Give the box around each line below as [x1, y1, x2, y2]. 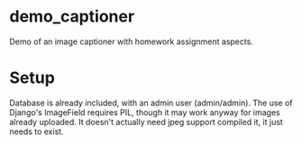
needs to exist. [9, 126, 65, 137]
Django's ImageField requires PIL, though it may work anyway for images [9, 106, 281, 118]
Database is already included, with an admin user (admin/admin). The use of [9, 97, 293, 108]
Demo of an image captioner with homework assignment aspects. [9, 36, 254, 47]
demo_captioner [9, 6, 135, 27]
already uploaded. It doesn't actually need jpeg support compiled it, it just [9, 116, 284, 127]
